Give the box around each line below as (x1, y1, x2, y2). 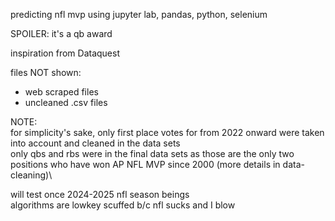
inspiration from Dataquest (10, 47, 120, 59)
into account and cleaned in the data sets (10, 137, 181, 149)
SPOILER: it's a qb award (10, 28, 113, 39)
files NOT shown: (10, 67, 82, 78)
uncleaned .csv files (24, 97, 108, 108)
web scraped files (24, 86, 99, 98)
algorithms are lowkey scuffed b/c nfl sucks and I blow (10, 199, 236, 211)
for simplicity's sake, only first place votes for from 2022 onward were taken (10, 127, 325, 138)
